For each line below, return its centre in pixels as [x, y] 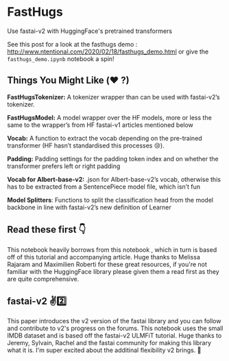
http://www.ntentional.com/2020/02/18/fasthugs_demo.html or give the [108, 51]
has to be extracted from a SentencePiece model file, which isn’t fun [104, 187]
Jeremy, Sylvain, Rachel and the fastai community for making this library [109, 343]
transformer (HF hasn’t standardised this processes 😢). [86, 145]
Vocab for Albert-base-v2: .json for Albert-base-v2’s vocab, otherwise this [114, 179]
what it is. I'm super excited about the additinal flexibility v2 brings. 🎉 [104, 350]
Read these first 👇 [47, 230]
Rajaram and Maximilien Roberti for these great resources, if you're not [107, 264]
